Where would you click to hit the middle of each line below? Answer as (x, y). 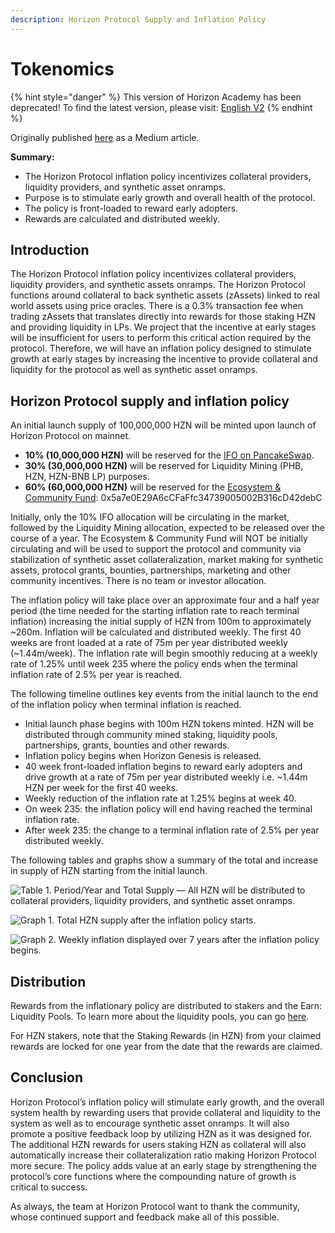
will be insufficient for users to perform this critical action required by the (161, 338)
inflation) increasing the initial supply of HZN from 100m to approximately (161, 622)
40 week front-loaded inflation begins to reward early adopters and (163, 767)
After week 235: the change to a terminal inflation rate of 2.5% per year (172, 830)
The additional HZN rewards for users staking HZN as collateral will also (158, 1144)
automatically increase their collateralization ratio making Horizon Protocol (163, 1155)
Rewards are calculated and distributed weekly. (122, 218)
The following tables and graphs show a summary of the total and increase (164, 860)
